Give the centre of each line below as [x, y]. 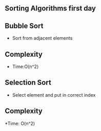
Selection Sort [28, 83]
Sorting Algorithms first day [50, 8]
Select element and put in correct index [54, 95]
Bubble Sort [24, 26]
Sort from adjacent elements [42, 38]
